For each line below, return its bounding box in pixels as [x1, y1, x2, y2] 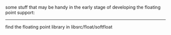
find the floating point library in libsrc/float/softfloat [5, 24, 113, 29]
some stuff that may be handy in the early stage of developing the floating [5, 4, 161, 10]
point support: [5, 9, 35, 15]
